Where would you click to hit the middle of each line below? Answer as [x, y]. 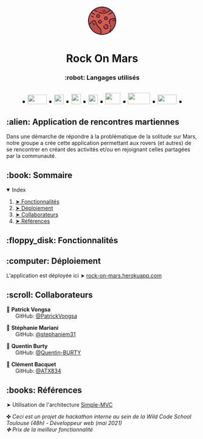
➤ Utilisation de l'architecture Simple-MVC [60, 404]
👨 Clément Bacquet [31, 365]
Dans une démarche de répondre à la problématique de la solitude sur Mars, [102, 137]
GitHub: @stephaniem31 [45, 334]
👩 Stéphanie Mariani [33, 328]
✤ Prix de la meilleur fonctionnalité [50, 429]
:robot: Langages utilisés [102, 77]
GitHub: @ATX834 [38, 371]
